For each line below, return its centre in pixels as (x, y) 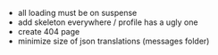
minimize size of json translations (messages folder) (113, 41)
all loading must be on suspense (77, 13)
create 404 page (49, 31)
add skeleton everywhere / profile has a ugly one (108, 22)
